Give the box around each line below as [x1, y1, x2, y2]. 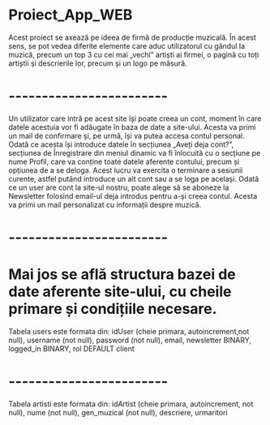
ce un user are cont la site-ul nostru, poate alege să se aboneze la [8, 182, 229, 192]
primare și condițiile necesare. [8, 300, 217, 318]
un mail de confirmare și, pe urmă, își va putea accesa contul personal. [8, 131, 245, 140]
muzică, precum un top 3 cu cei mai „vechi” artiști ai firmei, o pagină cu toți [8, 49, 259, 59]
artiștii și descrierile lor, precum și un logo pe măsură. [8, 58, 188, 68]
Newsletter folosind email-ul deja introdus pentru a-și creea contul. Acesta [8, 191, 258, 200]
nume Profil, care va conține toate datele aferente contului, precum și [8, 157, 240, 166]
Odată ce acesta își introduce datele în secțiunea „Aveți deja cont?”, [8, 140, 234, 149]
